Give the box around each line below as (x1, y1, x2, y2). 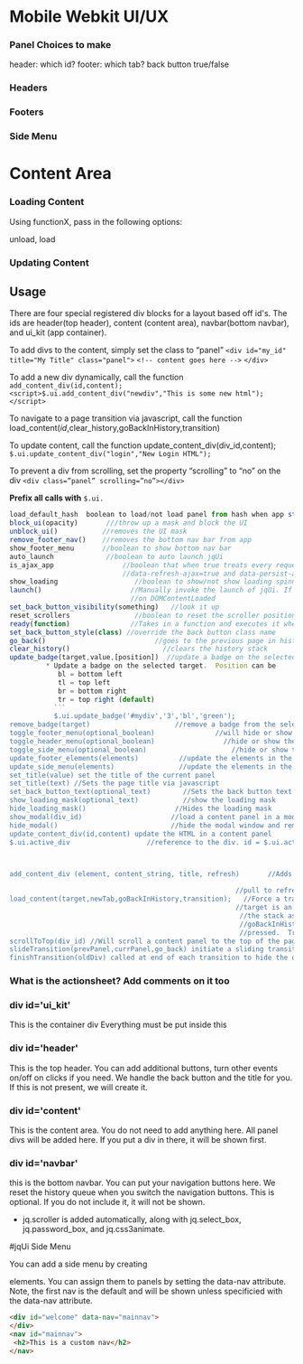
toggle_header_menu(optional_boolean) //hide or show (9, 737, 280, 746)
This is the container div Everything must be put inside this (9, 1019, 227, 1031)
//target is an (234, 903, 293, 912)
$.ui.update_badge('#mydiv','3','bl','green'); (53, 712, 236, 721)
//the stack (239, 911, 284, 920)
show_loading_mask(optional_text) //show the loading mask (9, 796, 277, 805)
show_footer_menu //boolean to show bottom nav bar (9, 544, 232, 553)
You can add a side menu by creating (9, 1258, 148, 1270)
